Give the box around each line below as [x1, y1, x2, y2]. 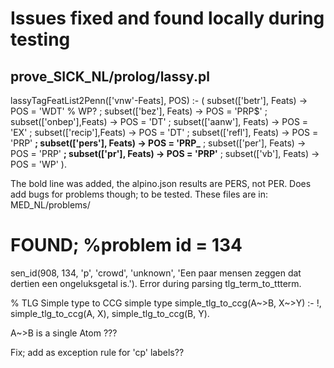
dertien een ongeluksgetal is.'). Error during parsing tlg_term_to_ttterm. [10, 277, 302, 289]
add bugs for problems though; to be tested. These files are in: [10, 188, 269, 200]
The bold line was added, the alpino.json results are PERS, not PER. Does [10, 178, 312, 189]
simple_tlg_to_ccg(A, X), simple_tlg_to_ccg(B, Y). [10, 307, 210, 319]
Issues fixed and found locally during [10, 7, 325, 30]
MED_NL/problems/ [10, 199, 91, 211]
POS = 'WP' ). [10, 158, 67, 170]
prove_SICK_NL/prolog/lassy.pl [10, 68, 210, 85]
